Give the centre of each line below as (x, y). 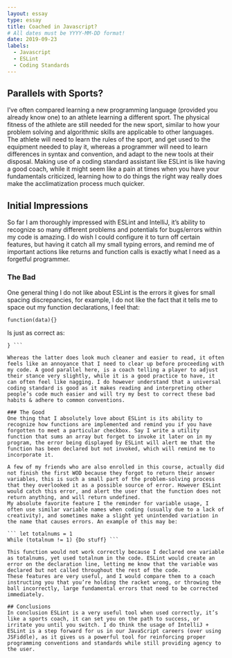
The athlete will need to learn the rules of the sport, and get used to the (109, 140)
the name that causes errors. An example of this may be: (92, 521)
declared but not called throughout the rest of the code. (94, 570)
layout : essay (28, 14)
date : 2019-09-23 (32, 40)
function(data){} (32, 320)
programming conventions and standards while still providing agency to (114, 643)
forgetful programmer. (39, 259)
